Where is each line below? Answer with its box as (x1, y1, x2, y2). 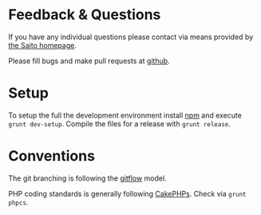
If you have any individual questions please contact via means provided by (8, 32, 254, 42)
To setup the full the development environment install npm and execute (8, 110, 242, 120)
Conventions (8, 147, 96, 165)
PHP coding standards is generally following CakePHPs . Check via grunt (8, 189, 247, 198)
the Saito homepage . (8, 40, 77, 50)
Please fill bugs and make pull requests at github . (8, 56, 170, 66)
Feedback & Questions (8, 6, 161, 24)
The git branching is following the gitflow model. (8, 173, 167, 183)
